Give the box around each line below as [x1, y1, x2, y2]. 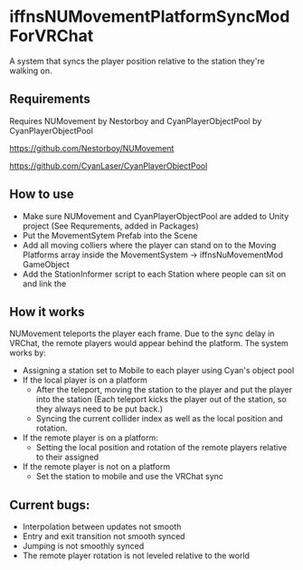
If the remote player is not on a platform [22, 461, 170, 472]
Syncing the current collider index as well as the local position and [35, 413, 283, 424]
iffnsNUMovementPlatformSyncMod [9, 6, 290, 27]
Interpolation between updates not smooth [22, 521, 182, 532]
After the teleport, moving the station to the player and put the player [35, 384, 292, 395]
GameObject [22, 258, 70, 269]
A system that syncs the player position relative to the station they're [9, 55, 265, 66]
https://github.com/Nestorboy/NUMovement [9, 142, 175, 153]
